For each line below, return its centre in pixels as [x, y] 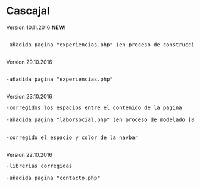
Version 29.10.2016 [29, 62]
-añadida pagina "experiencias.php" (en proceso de [83, 45]
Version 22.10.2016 [29, 154]
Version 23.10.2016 [29, 96]
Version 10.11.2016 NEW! [36, 27]
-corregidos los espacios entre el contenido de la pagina [94, 107]
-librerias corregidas [39, 166]
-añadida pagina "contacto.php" [53, 178]
